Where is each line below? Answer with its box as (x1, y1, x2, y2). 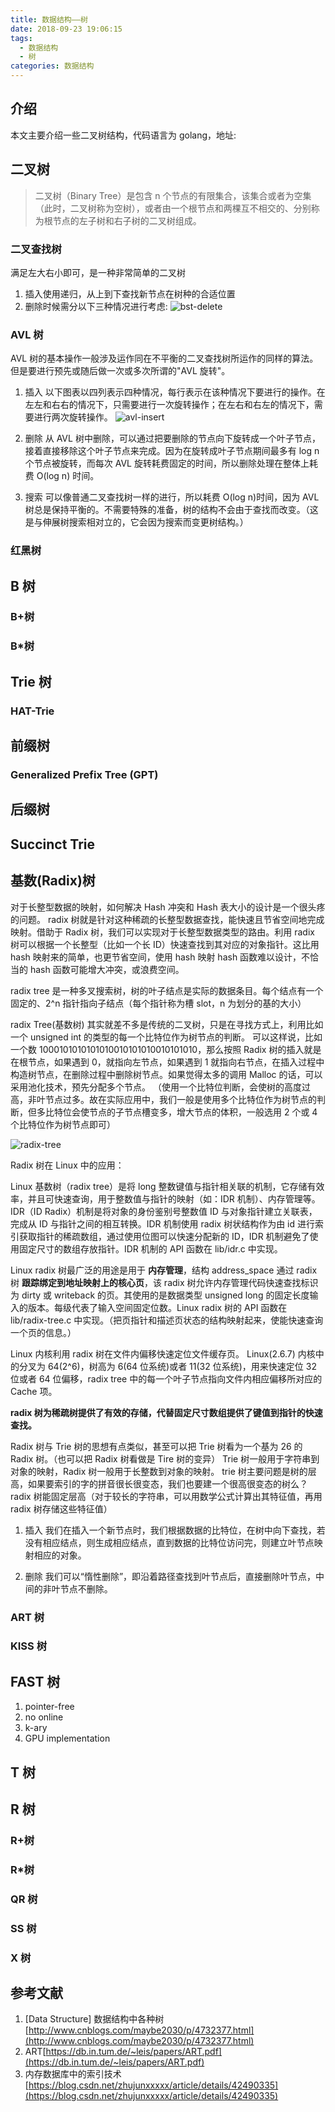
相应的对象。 (33, 1549, 87, 1561)
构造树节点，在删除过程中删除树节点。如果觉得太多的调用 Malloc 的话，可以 (10, 1068, 323, 1080)
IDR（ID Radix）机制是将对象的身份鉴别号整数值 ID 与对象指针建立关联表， (10, 1205, 318, 1217)
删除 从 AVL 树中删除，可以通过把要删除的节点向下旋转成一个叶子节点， (24, 432, 321, 445)
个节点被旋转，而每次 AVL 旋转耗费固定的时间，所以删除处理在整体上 (24, 457, 310, 470)
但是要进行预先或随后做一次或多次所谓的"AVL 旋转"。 (10, 365, 231, 377)
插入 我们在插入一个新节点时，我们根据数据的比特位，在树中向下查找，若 (24, 1524, 326, 1536)
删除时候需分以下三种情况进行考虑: (24, 300, 168, 312)
